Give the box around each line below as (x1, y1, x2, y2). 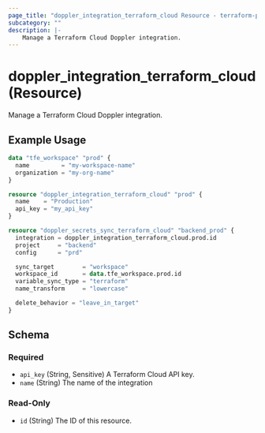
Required (8, 352, 44, 363)
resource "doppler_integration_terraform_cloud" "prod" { (8, 190, 203, 198)
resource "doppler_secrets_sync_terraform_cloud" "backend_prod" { (8, 226, 235, 234)
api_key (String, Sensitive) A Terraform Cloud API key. (19, 370, 195, 379)
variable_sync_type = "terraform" (15, 278, 129, 286)
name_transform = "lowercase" (15, 285, 129, 293)
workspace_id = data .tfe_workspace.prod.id (15, 270, 181, 278)
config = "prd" (15, 248, 83, 256)
